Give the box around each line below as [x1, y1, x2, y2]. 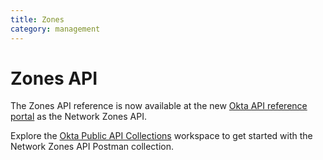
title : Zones [10, 14, 65, 25]
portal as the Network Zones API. [10, 111, 148, 123]
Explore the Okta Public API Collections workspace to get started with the [10, 130, 313, 142]
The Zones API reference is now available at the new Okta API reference [10, 100, 308, 112]
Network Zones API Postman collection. [10, 141, 175, 153]
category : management [10, 24, 101, 34]
